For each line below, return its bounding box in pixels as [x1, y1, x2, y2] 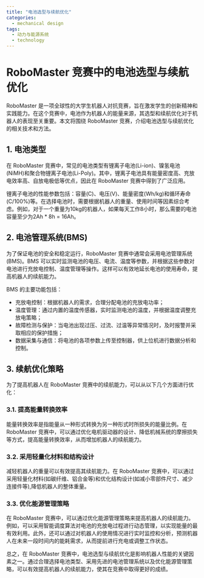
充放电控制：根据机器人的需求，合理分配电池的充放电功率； [15, 298, 165, 305]
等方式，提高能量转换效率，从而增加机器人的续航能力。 [6, 435, 144, 443]
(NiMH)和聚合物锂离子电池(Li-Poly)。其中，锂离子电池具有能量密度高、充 [6, 169, 189, 177]
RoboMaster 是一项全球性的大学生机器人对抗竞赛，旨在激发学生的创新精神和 [6, 102, 198, 109]
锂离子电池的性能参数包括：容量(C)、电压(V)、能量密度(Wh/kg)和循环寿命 [6, 190, 191, 197]
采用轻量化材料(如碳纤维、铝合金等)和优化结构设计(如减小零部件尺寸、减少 [6, 475, 193, 482]
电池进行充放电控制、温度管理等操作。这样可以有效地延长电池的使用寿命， [6, 265, 192, 272]
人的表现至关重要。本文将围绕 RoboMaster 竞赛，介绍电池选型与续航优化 [11, 117, 194, 124]
